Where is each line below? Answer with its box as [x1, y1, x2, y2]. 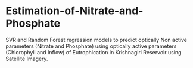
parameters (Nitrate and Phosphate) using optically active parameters [5, 43, 177, 50]
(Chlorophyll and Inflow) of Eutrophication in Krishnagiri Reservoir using [5, 48, 182, 56]
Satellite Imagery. [5, 55, 48, 62]
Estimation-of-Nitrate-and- [5, 4, 144, 18]
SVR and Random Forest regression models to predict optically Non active [5, 36, 187, 43]
